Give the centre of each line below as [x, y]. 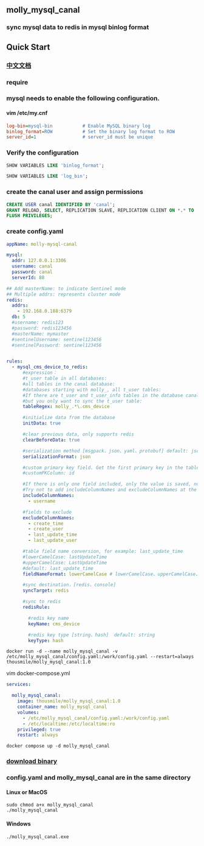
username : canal [32, 266]
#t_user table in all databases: [65, 379]
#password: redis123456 [42, 328]
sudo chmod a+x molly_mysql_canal [50, 805]
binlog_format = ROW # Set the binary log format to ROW [90, 131]
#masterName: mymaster [40, 334]
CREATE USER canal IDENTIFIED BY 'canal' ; [61, 204]
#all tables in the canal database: [69, 384]
